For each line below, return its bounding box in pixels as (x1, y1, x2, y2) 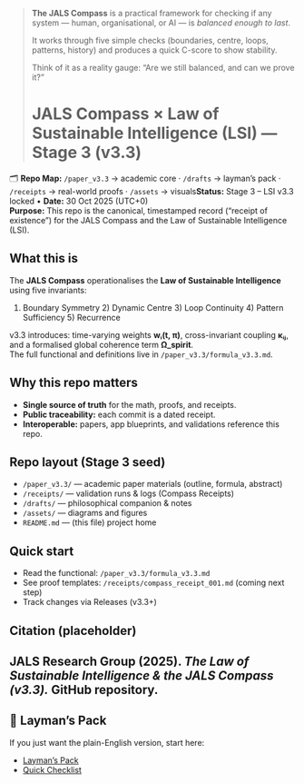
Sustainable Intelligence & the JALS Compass (9, 668, 274, 683)
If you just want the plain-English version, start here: (9, 737, 205, 748)
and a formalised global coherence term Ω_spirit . (9, 339, 193, 350)
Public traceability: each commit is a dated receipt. (22, 409, 216, 420)
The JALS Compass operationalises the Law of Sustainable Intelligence (9, 274, 281, 285)
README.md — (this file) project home (22, 517, 157, 528)
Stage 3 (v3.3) (31, 143, 142, 163)
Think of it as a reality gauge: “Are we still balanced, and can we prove (31, 63, 295, 73)
